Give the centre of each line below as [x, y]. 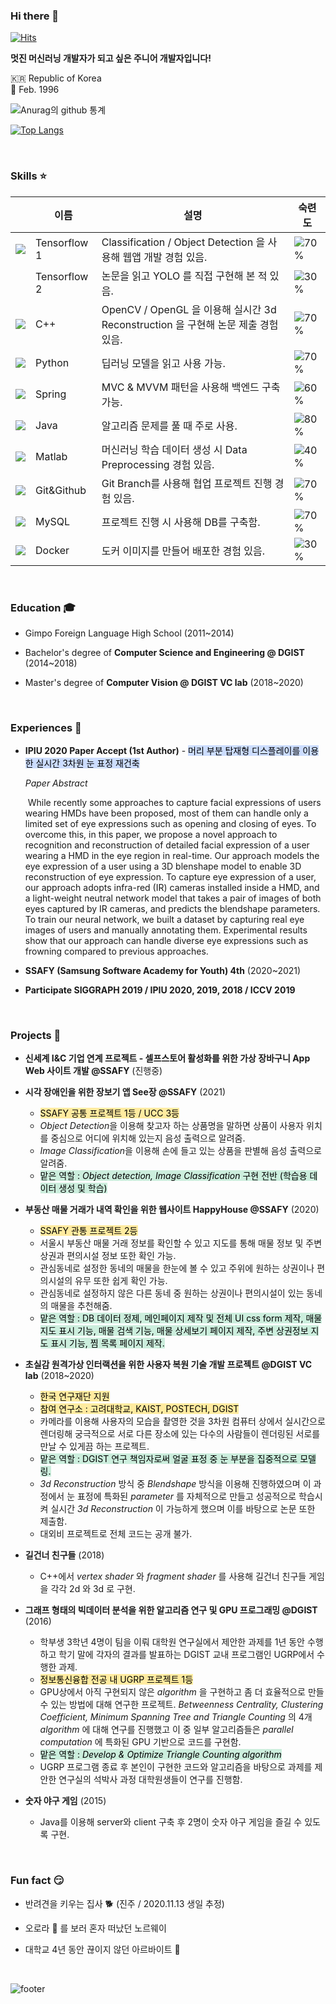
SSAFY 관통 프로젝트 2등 [88, 1231]
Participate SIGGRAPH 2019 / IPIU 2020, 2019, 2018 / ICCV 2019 [160, 990]
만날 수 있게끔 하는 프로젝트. [94, 1446]
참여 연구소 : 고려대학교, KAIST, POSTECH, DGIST [139, 1409]
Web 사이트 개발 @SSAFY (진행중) [93, 1071]
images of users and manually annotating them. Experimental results [166, 930]
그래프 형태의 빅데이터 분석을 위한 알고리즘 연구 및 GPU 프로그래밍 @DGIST [171, 1610]
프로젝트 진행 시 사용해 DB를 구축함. [181, 522]
